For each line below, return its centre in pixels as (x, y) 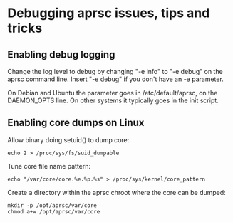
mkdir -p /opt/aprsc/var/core (52, 205)
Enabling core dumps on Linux (76, 123)
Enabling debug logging (61, 54)
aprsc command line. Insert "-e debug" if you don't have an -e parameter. (116, 79)
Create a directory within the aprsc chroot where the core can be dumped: (116, 192)
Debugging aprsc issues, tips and (109, 13)
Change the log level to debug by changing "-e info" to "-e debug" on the (115, 72)
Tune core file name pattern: (49, 166)
